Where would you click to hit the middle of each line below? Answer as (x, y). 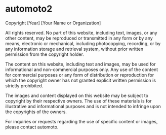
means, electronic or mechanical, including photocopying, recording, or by (83, 43)
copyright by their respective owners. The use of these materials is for (78, 101)
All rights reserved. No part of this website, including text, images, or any (81, 32)
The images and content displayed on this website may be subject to (77, 95)
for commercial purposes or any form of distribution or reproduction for (80, 75)
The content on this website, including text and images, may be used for (80, 64)
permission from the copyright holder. (45, 54)
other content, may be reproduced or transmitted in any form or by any (79, 38)
